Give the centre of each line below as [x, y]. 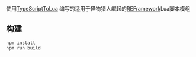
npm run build [24, 48]
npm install [21, 43]
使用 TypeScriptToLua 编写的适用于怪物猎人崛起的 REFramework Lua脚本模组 [98, 9]
